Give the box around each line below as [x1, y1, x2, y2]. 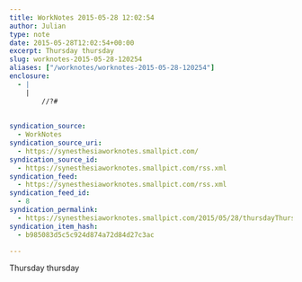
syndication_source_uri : [9, 138, 102, 147]
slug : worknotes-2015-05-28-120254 [9, 55, 143, 64]
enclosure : [9, 72, 50, 81]
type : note [9, 30, 50, 39]
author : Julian [9, 22, 67, 31]
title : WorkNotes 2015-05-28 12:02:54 [9, 13, 155, 22]
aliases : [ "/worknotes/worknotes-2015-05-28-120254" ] [9, 64, 216, 73]
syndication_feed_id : [9, 189, 91, 198]
